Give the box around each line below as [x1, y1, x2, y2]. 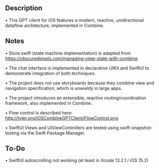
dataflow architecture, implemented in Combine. [5, 22, 104, 28]
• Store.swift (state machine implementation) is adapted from [5, 50, 131, 56]
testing [5, 130, 19, 136]
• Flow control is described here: [5, 109, 73, 116]
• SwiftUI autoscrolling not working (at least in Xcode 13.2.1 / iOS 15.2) [5, 158, 149, 164]
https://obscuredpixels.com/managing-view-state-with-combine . [5, 55, 139, 61]
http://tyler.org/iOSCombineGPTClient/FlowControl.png [5, 115, 119, 121]
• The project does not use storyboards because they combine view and [5, 80, 155, 86]
